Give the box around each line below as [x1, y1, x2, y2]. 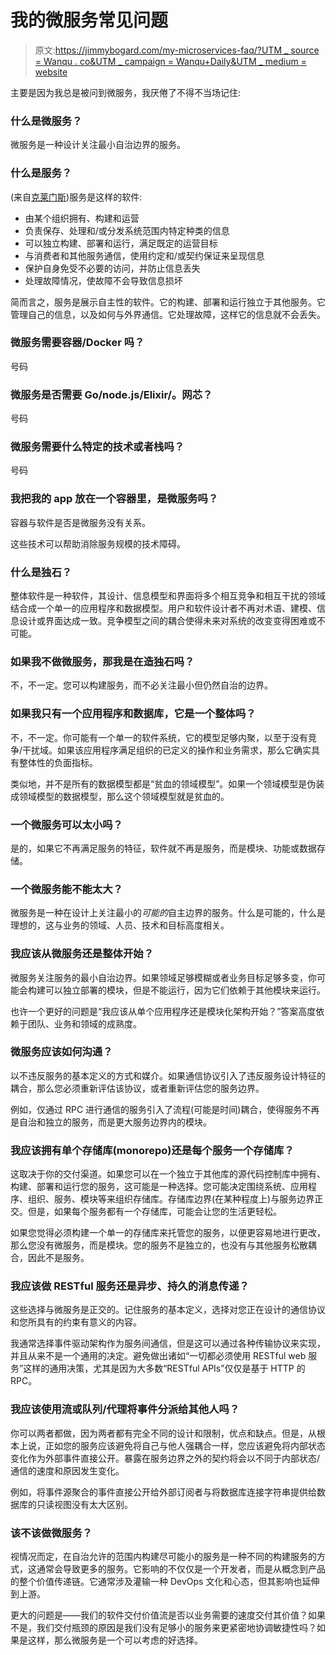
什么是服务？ [10, 166, 73, 180]
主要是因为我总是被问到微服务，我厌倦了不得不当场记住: [10, 86, 242, 98]
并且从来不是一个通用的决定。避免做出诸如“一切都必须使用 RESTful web [10, 1350, 307, 1362]
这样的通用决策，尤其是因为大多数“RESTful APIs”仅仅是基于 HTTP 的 [23, 1362, 306, 1375]
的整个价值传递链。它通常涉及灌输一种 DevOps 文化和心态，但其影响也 [10, 1575, 303, 1587]
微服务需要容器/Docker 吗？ [10, 336, 145, 350]
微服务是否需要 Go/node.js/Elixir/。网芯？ [10, 387, 213, 401]
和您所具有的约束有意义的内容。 [10, 1316, 142, 1328]
